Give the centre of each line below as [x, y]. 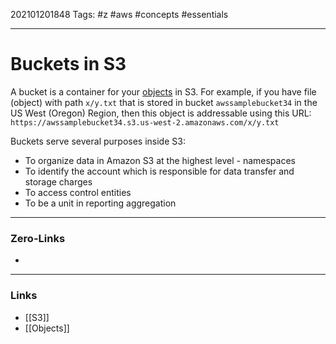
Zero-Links [38, 238]
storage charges [58, 181]
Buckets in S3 [68, 64]
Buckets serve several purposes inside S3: [98, 141]
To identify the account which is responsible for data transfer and [159, 171]
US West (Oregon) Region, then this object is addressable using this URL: [161, 113]
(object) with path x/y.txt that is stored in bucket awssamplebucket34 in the [164, 102]
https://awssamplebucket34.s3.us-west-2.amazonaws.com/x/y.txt [145, 122]
